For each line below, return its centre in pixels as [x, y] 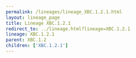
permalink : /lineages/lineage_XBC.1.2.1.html [64, 12]
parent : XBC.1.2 [26, 40]
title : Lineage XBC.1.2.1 [38, 23]
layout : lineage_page [33, 18]
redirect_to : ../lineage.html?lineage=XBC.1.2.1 [68, 29]
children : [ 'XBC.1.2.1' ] [37, 46]
